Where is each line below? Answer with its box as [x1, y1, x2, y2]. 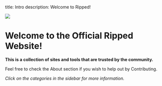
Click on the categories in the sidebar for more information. [5, 75, 124, 81]
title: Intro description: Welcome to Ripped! [5, 4, 91, 10]
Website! [5, 41, 42, 52]
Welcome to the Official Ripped [5, 30, 133, 41]
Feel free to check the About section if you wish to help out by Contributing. [5, 66, 158, 72]
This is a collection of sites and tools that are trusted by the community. [5, 56, 154, 62]
